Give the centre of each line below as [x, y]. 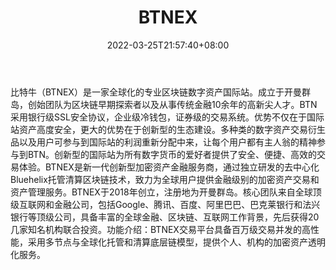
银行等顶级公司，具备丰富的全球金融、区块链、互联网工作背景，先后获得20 [165, 217]
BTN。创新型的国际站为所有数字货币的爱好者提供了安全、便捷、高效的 [172, 154]
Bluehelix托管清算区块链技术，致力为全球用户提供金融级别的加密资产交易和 [165, 179]
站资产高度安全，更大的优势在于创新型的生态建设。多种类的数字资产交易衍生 [168, 129]
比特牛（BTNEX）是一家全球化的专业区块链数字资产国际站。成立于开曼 [156, 92]
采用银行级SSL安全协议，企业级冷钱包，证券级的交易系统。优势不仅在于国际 [167, 117]
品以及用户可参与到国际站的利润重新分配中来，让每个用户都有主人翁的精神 [163, 142]
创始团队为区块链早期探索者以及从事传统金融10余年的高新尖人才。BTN [172, 104]
